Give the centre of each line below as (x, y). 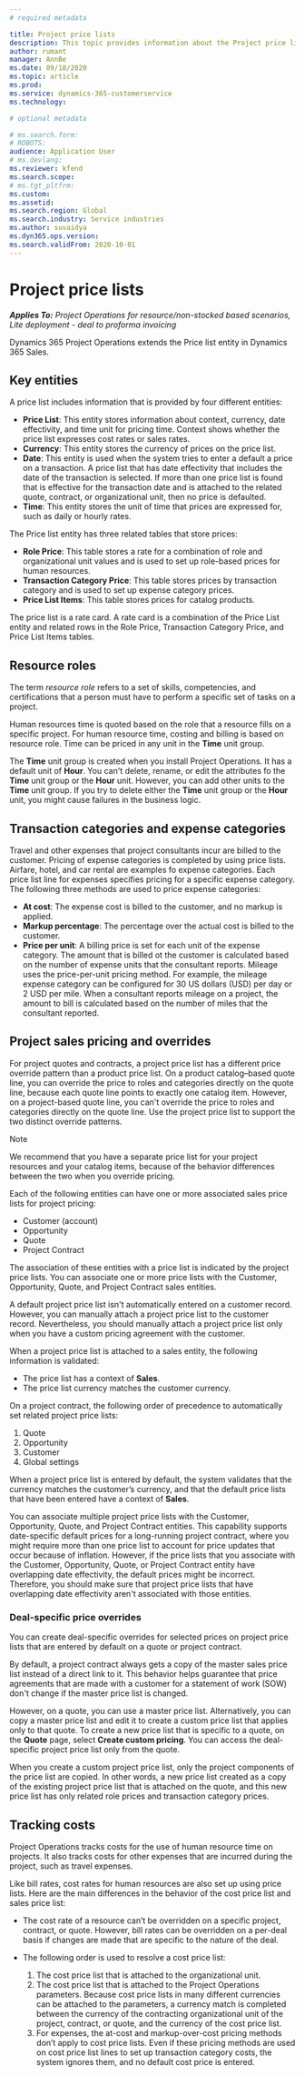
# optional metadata (49, 118)
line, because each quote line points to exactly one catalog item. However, (148, 1092)
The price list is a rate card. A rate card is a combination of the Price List (144, 617)
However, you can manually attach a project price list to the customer (139, 1314)
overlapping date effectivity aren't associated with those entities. (131, 1593)
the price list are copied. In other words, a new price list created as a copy (148, 1777)
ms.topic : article (44, 77)
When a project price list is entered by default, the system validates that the (151, 1479)
